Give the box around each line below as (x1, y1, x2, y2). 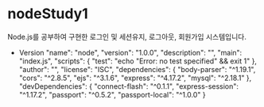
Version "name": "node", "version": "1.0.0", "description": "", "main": (18, 48, 243, 57)
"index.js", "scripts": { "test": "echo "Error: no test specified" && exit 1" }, (18, 56, 258, 66)
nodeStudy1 (7, 5, 88, 23)
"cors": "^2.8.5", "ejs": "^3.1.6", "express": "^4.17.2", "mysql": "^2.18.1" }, (18, 73, 252, 82)
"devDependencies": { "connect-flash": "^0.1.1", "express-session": (18, 81, 239, 91)
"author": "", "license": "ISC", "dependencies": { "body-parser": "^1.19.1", (18, 64, 256, 74)
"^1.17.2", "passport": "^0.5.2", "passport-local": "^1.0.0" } (18, 90, 206, 99)
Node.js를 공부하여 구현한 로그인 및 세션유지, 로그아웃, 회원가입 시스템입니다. (7, 32, 247, 41)
